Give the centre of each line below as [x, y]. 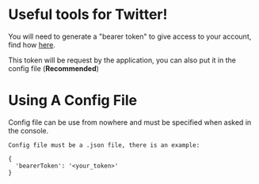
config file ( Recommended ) [53, 68]
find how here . [32, 44]
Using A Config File [72, 101]
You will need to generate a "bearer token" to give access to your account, [130, 36]
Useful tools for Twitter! [88, 15]
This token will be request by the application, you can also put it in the [122, 60]
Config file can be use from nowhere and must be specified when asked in [130, 122]
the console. [29, 130]
